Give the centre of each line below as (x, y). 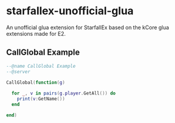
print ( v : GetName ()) (41, 99)
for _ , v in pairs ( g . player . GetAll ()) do (64, 93)
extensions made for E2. (36, 33)
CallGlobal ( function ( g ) (36, 82)
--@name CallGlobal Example (41, 66)
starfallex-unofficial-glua (70, 11)
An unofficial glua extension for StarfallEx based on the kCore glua (88, 27)
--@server (18, 72)
